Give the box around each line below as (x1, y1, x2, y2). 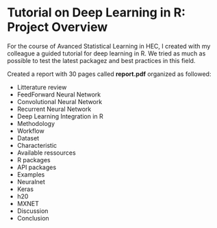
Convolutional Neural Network (16, 97, 103, 105)
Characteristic (16, 141, 58, 149)
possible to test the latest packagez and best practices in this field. (7, 56, 196, 64)
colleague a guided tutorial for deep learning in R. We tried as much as (7, 49, 206, 58)
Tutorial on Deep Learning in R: (7, 5, 186, 21)
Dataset (16, 134, 40, 142)
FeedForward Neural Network (16, 90, 101, 99)
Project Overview (7, 19, 108, 35)
